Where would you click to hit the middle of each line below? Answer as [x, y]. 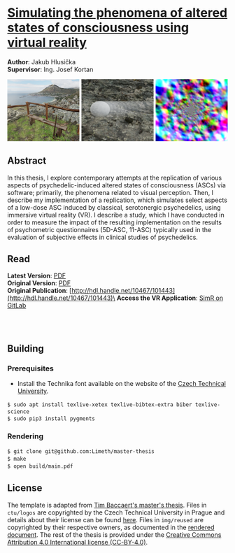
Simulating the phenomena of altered [117, 13]
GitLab [17, 306]
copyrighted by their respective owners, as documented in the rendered [111, 527]
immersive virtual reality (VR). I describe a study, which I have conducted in [116, 215]
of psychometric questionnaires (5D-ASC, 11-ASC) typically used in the [109, 229]
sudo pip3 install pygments [55, 419]
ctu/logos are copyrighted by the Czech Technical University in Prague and [116, 512]
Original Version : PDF [39, 283]
